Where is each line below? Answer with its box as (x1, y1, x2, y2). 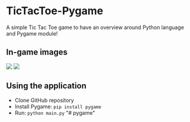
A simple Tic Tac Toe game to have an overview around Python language (6, 24, 185, 31)
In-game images (6, 47, 68, 57)
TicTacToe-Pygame (6, 4, 104, 18)
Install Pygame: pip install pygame (14, 102, 102, 110)
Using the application (6, 81, 87, 91)
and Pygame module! (6, 30, 58, 37)
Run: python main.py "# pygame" (14, 109, 95, 116)
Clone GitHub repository (14, 97, 74, 104)
